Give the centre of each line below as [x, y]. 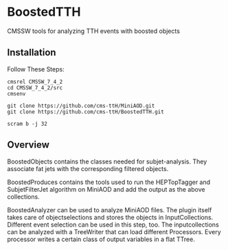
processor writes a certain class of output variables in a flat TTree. [101, 239]
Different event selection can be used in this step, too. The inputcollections [113, 225]
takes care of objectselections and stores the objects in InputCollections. [110, 217]
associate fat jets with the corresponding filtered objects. [88, 168]
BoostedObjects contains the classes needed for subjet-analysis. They [107, 161]
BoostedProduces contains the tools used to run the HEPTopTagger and [109, 182]
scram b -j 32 [27, 124]
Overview [28, 145]
